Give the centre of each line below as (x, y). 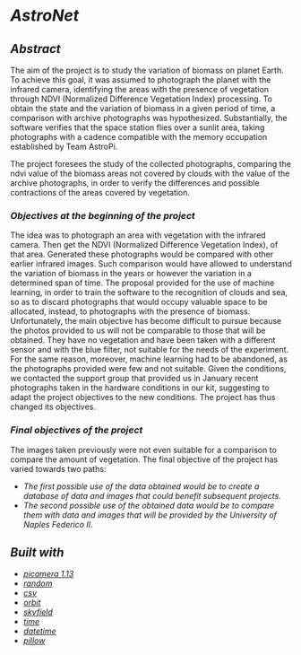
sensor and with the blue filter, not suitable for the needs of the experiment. (150, 350)
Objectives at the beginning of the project (103, 215)
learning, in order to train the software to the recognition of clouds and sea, (149, 293)
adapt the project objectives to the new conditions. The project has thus (143, 397)
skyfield (38, 612)
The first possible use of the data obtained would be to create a (141, 486)
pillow (34, 641)
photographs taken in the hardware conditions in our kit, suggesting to (140, 388)
